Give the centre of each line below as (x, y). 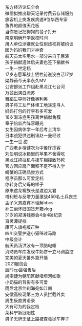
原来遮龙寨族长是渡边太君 (31, 190)
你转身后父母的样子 (24, 184)
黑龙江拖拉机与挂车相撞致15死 (35, 160)
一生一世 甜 (16, 141)
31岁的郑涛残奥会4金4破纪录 (34, 215)
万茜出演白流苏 (20, 93)
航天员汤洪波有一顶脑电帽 (31, 245)
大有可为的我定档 (22, 306)
